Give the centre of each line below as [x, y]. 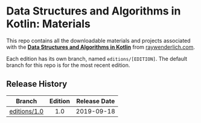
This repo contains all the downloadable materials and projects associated [99, 40]
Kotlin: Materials [48, 24]
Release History [37, 84]
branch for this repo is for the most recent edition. [68, 65]
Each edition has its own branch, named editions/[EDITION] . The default [97, 58]
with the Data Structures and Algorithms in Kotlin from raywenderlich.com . [101, 47]
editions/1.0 [27, 111]
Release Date [96, 101]
